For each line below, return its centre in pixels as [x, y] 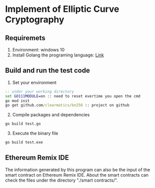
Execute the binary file [35, 133]
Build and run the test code [48, 70]
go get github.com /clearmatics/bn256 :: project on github [67, 105]
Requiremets [25, 38]
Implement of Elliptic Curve [62, 9]
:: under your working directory [40, 92]
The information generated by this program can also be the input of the [77, 170]
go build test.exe [24, 142]
